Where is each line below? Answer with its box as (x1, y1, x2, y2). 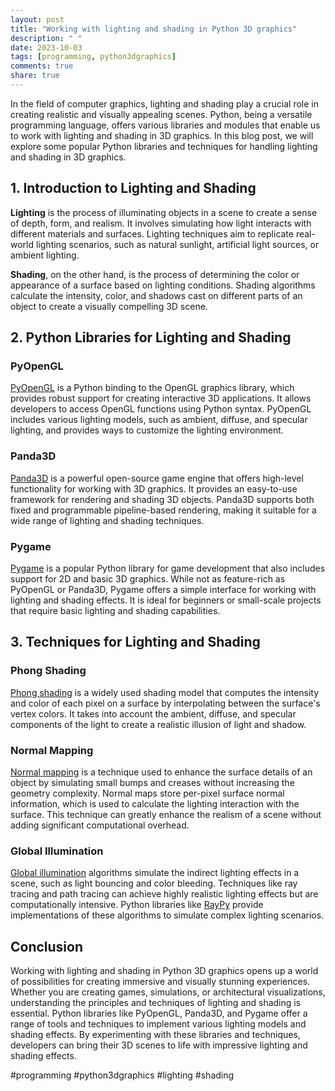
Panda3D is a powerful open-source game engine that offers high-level (10, 472, 304, 484)
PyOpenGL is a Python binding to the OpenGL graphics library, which (10, 382, 295, 394)
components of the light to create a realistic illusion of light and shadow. (10, 718, 307, 730)
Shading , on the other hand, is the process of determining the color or (10, 268, 300, 280)
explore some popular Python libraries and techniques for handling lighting (10, 140, 318, 152)
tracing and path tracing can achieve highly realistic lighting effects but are (10, 888, 319, 900)
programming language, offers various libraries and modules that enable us (10, 119, 321, 131)
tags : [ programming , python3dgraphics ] (10, 52, 177, 62)
